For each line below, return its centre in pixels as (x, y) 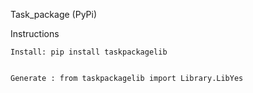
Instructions (35, 33)
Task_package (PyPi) (54, 14)
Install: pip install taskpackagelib (89, 52)
